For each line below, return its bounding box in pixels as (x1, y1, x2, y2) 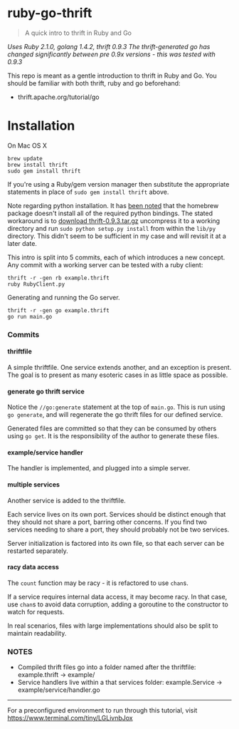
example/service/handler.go (17, 686, 101, 694)
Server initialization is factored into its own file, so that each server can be (7, 539, 225, 547)
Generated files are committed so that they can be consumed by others (7, 424, 217, 433)
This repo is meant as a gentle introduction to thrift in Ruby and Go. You (7, 71, 217, 80)
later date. (7, 239, 38, 247)
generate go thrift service (7, 387, 85, 395)
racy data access (7, 563, 59, 572)
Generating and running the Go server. (7, 293, 120, 301)
